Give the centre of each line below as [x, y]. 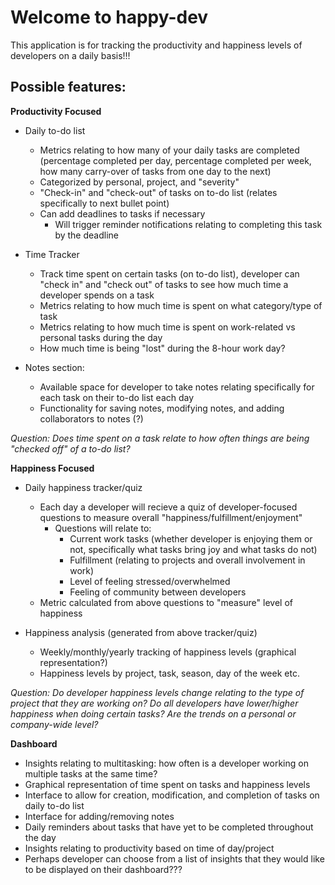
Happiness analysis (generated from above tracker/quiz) [141, 632]
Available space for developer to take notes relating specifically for [177, 387]
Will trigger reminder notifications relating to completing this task [188, 224]
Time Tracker [52, 254]
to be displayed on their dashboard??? [103, 869]
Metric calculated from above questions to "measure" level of [166, 602]
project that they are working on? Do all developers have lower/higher [154, 703]
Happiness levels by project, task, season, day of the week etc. [169, 673]
